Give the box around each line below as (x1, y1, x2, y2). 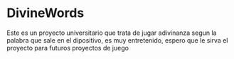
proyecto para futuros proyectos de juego (6, 43, 129, 52)
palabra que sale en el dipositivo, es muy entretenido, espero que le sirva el (6, 36, 228, 44)
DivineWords (6, 5, 85, 21)
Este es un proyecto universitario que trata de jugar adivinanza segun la (6, 28, 217, 37)
